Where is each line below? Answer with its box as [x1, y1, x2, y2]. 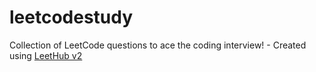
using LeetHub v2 [9, 49, 83, 61]
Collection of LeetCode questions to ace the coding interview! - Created [9, 39, 307, 51]
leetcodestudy [9, 6, 134, 29]
